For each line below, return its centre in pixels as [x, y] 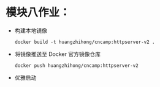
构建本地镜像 [31, 30]
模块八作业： [38, 12]
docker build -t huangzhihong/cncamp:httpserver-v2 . [85, 42]
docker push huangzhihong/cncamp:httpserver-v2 [76, 65]
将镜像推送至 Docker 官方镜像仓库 [57, 54]
